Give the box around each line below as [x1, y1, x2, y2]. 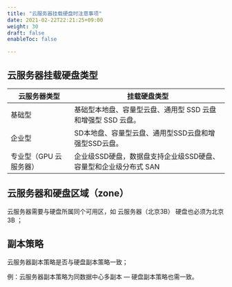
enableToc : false [7, 36, 57, 43]
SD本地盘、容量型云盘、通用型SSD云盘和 [74, 128, 209, 138]
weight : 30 [7, 23, 39, 30]
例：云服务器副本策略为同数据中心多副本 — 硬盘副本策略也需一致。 [7, 272, 198, 281]
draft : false [7, 29, 45, 37]
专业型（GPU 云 [10, 151, 62, 161]
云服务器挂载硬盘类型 [7, 69, 98, 81]
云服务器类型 [18, 91, 60, 101]
